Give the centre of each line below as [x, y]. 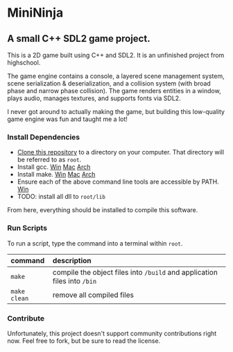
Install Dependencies [44, 137]
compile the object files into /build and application [135, 272]
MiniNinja [35, 13]
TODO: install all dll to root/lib [61, 197]
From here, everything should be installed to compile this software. [103, 210]
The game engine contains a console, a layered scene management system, [116, 76]
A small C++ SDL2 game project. [79, 39]
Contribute [26, 318]
